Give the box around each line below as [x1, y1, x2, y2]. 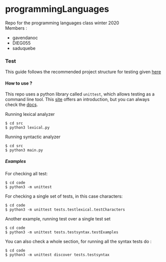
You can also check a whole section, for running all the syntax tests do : [5, 239, 152, 245]
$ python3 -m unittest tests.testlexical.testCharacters [5, 207, 125, 212]
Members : [5, 25, 27, 31]
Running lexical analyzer [5, 111, 55, 117]
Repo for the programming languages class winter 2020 [5, 20, 119, 26]
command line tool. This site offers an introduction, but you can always [5, 97, 150, 103]
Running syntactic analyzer [5, 134, 61, 140]
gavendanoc [12, 35, 38, 41]
